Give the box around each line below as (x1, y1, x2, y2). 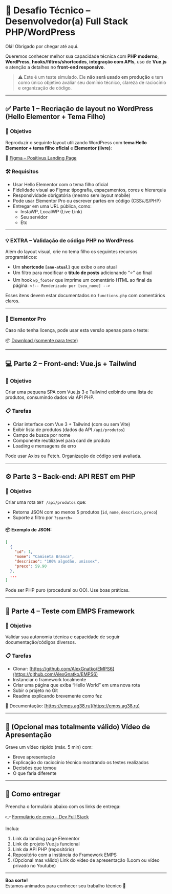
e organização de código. (17, 84, 72, 91)
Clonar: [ (12, 666, 32, 672)
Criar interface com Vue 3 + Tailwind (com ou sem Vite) (12, 421, 131, 427)
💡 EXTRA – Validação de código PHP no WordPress (5, 237, 134, 244)
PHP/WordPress (5, 27, 76, 38)
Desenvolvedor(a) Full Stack (5, 15, 128, 27)
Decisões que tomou (12, 765, 57, 771)
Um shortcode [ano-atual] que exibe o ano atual (12, 264, 117, 270)
